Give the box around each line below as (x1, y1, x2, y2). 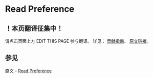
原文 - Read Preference (5, 68, 52, 74)
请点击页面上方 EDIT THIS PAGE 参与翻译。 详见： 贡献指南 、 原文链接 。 (5, 38, 152, 44)
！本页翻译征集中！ (5, 24, 63, 32)
